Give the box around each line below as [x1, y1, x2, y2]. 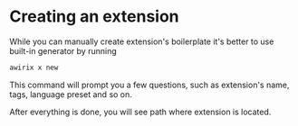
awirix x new [9, 63, 59, 72]
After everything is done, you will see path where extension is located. [9, 106, 272, 117]
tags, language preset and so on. [9, 88, 133, 100]
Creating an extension [9, 6, 179, 27]
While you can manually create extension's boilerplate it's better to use [9, 36, 274, 47]
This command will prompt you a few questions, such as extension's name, [9, 79, 290, 90]
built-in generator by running [9, 45, 117, 56]
